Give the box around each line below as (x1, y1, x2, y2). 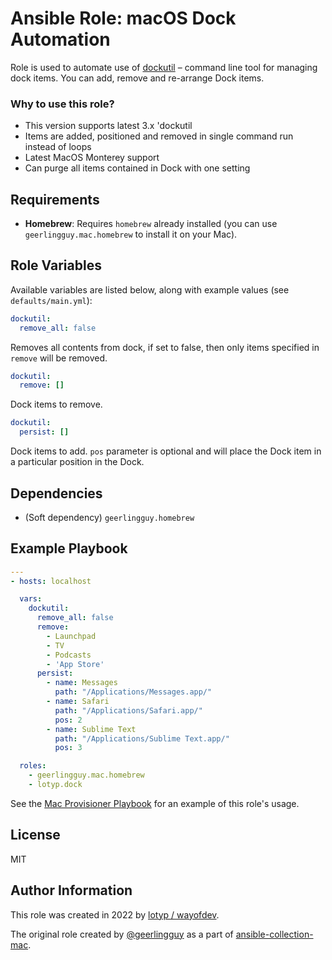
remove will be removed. (10, 352, 108, 364)
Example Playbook (10, 540, 128, 557)
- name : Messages (46, 678, 118, 688)
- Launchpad (46, 631, 97, 641)
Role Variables (10, 257, 102, 274)
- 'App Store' (46, 659, 105, 669)
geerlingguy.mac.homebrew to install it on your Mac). (24, 228, 238, 241)
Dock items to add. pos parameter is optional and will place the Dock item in (10, 445, 322, 457)
